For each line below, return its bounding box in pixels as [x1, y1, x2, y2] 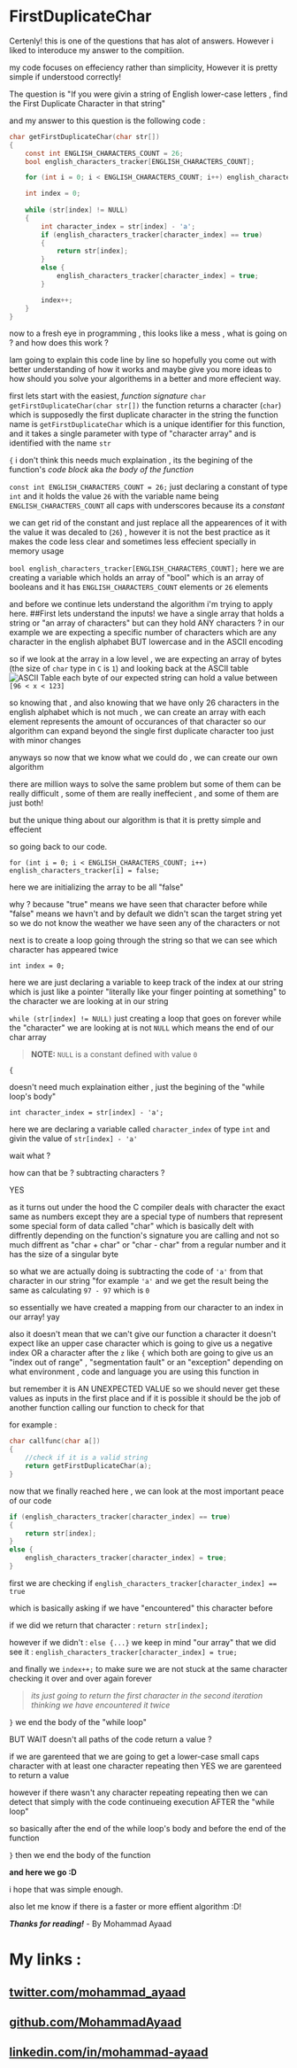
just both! [9, 797, 44, 808]
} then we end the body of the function [9, 1849, 151, 1860]
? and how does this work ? [9, 338, 109, 348]
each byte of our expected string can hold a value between [62, 672, 278, 683]
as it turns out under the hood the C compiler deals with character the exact [9, 1202, 286, 1213]
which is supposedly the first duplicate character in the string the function [9, 409, 278, 420]
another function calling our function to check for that [9, 1403, 205, 1413]
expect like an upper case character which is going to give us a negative [9, 1338, 273, 1349]
